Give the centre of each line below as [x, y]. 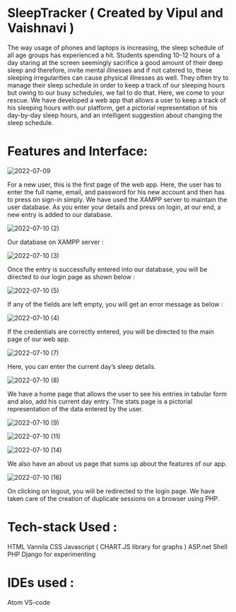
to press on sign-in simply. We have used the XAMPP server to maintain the [117, 199]
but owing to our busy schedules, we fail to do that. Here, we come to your [116, 93]
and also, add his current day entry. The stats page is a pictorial [100, 401]
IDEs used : [41, 583]
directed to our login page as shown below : [71, 276]
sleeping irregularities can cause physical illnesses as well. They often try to [118, 77]
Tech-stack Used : [63, 527]
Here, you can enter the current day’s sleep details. [82, 366]
